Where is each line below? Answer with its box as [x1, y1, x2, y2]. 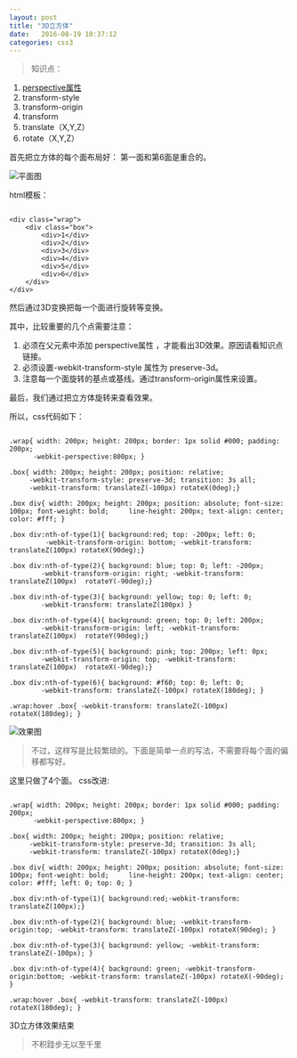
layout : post [9, 12, 58, 22]
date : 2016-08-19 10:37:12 [9, 29, 117, 38]
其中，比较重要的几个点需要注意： [9, 321, 134, 332]
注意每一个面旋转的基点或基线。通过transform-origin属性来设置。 [21, 373, 262, 384]
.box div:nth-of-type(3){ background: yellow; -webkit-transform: [9, 941, 261, 950]
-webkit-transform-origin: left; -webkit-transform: [41, 624, 241, 633]
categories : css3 [9, 37, 74, 47]
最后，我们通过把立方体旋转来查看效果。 [9, 393, 157, 403]
